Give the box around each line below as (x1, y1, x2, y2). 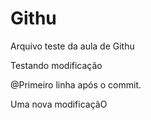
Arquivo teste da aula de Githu (10, 40, 135, 52)
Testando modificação (10, 59, 103, 71)
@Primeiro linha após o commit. (10, 78, 142, 91)
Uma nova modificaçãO (10, 98, 108, 110)
